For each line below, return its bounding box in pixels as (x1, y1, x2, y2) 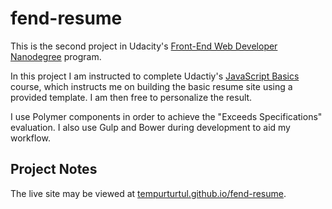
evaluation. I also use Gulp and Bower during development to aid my (10, 121, 291, 133)
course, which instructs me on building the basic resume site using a (10, 80, 293, 92)
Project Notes (10, 161, 98, 178)
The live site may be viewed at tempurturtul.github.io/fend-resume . (10, 187, 287, 199)
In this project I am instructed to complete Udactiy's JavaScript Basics (10, 70, 300, 82)
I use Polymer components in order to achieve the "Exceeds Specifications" (10, 110, 323, 122)
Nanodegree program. (10, 50, 102, 62)
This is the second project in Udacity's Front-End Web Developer (10, 40, 278, 52)
